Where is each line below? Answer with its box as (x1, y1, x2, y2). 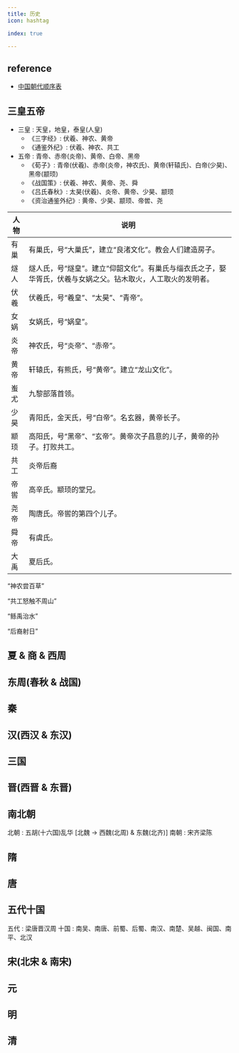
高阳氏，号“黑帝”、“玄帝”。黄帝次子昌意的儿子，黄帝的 (28, 432, 212, 441)
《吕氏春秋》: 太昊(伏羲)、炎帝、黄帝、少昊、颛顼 (28, 188, 174, 196)
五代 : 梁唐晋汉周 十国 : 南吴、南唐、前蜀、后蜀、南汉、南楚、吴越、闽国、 (7, 924, 225, 932)
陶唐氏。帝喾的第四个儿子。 (28, 509, 122, 518)
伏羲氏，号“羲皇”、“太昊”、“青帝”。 (28, 293, 148, 302)
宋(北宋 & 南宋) (7, 956, 73, 968)
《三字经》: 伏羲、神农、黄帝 (28, 134, 114, 142)
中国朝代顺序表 (17, 82, 62, 91)
